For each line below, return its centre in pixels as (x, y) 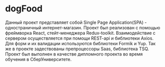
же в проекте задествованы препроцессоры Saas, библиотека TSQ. (77, 49)
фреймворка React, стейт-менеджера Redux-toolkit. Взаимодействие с (81, 33)
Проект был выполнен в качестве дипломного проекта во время (74, 54)
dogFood (24, 9)
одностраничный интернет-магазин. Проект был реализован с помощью (83, 27)
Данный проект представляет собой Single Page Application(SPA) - (76, 22)
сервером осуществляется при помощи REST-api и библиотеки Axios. (79, 38)
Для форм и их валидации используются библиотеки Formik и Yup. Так (81, 43)
